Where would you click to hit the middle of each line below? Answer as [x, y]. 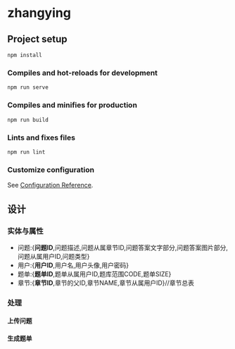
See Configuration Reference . [50, 185]
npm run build [28, 120]
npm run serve [28, 87]
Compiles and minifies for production [72, 105]
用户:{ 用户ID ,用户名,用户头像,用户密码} [73, 265]
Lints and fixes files [42, 137]
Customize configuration [51, 169]
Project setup [38, 39]
